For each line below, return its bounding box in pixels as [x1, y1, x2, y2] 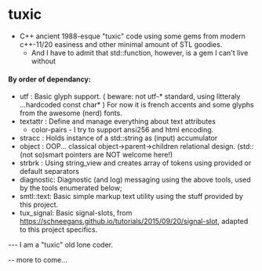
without [31, 56, 56, 66]
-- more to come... [8, 255, 68, 265]
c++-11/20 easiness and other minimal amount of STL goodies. [19, 39, 223, 49]
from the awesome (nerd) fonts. [19, 108, 123, 118]
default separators [19, 167, 80, 176]
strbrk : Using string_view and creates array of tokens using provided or [19, 158, 252, 168]
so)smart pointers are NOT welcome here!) [35, 150, 173, 160]
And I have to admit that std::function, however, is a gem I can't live [31, 48, 249, 57]
